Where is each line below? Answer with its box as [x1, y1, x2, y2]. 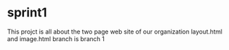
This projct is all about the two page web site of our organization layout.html [7, 27, 223, 36]
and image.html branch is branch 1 [7, 34, 105, 42]
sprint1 [7, 5, 47, 21]
